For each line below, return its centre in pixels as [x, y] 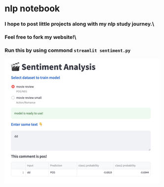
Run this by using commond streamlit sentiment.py [68, 50]
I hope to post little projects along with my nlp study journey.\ [80, 24]
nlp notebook [32, 9]
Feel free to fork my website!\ [41, 37]
